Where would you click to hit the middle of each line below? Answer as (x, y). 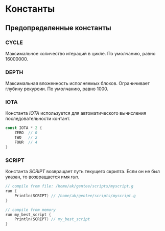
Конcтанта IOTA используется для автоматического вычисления (76, 113)
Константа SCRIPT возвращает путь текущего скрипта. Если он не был (82, 172)
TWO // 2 (26, 138)
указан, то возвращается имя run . (42, 177)
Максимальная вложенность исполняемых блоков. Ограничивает (77, 83)
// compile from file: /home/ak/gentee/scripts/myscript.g (69, 186)
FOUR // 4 (26, 142)
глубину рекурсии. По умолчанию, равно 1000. (57, 89)
